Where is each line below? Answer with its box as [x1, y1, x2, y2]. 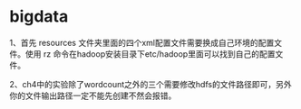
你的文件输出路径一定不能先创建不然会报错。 [9, 90, 177, 101]
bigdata [9, 6, 69, 27]
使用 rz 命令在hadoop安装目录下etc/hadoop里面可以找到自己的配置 [24, 48, 276, 59]
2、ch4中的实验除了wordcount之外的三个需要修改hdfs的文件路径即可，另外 [9, 78, 292, 89]
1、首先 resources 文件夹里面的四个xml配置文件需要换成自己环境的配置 [9, 37, 275, 48]
